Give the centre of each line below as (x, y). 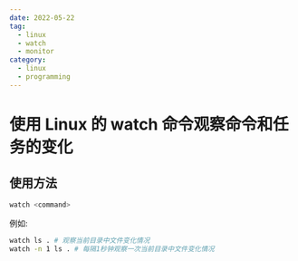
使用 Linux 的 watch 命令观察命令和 (141, 124)
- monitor (36, 52)
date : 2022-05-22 (42, 18)
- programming (44, 77)
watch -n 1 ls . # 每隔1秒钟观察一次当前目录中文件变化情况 (112, 249)
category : (28, 60)
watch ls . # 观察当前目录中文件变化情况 (80, 240)
